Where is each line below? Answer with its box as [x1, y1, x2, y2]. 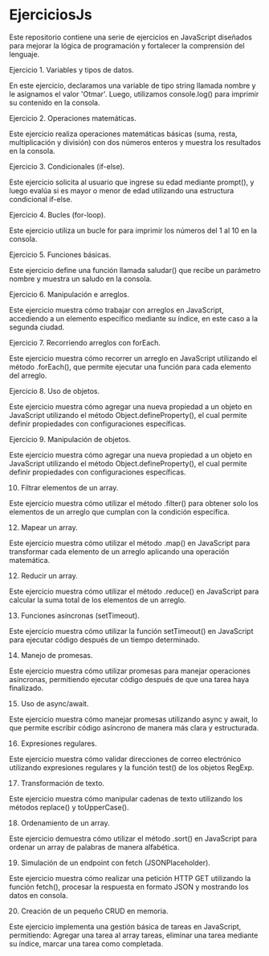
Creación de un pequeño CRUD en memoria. [20, 906, 169, 916]
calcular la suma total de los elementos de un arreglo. [9, 594, 187, 605]
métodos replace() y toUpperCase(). [9, 802, 129, 812]
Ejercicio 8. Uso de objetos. [9, 386, 100, 395]
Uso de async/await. [20, 698, 89, 708]
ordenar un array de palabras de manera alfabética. [9, 842, 180, 851]
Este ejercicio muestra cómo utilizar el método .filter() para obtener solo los [9, 498, 259, 508]
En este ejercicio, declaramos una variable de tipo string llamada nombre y [9, 81, 256, 90]
